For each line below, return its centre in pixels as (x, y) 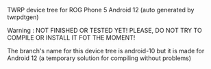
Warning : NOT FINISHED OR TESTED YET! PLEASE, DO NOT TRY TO (104, 30)
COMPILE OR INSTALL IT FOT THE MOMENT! (71, 38)
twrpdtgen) (23, 17)
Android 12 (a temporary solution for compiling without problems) (99, 58)
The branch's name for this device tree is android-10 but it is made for (106, 51)
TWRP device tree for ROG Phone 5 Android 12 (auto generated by (101, 10)
